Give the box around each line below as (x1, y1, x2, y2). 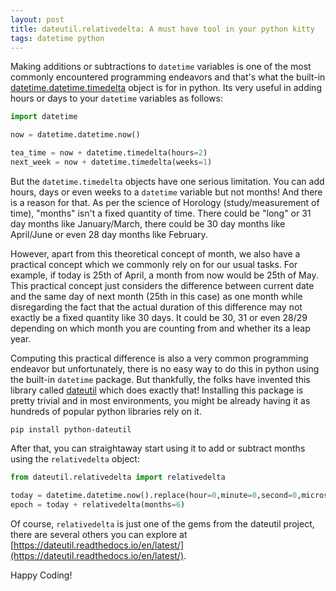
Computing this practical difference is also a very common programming (10, 352, 309, 364)
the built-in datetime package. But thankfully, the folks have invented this (10, 373, 311, 385)
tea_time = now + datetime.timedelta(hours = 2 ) (10, 148, 208, 158)
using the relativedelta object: (10, 452, 140, 465)
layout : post (10, 14, 65, 25)
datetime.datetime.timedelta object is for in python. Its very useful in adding (10, 82, 322, 94)
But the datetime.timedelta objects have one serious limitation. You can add (10, 175, 325, 187)
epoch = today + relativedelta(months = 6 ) (10, 499, 186, 510)
